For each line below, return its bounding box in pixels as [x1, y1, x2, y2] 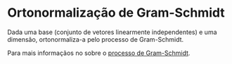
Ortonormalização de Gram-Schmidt [7, 5, 225, 21]
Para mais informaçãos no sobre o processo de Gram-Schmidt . [7, 49, 191, 57]
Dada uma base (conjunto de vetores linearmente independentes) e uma [7, 28, 217, 36]
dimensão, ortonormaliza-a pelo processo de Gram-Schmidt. [7, 35, 184, 43]
